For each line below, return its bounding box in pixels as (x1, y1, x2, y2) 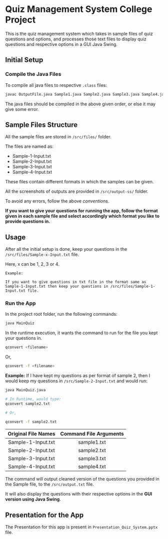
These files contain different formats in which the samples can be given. (5, 179, 154, 185)
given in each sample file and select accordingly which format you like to (5, 213, 160, 219)
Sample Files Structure (5, 120, 78, 129)
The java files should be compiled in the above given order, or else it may (5, 101, 156, 107)
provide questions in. (5, 218, 50, 224)
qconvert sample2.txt (5, 401, 50, 406)
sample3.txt (78, 455, 106, 462)
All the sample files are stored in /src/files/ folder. (5, 134, 111, 140)
